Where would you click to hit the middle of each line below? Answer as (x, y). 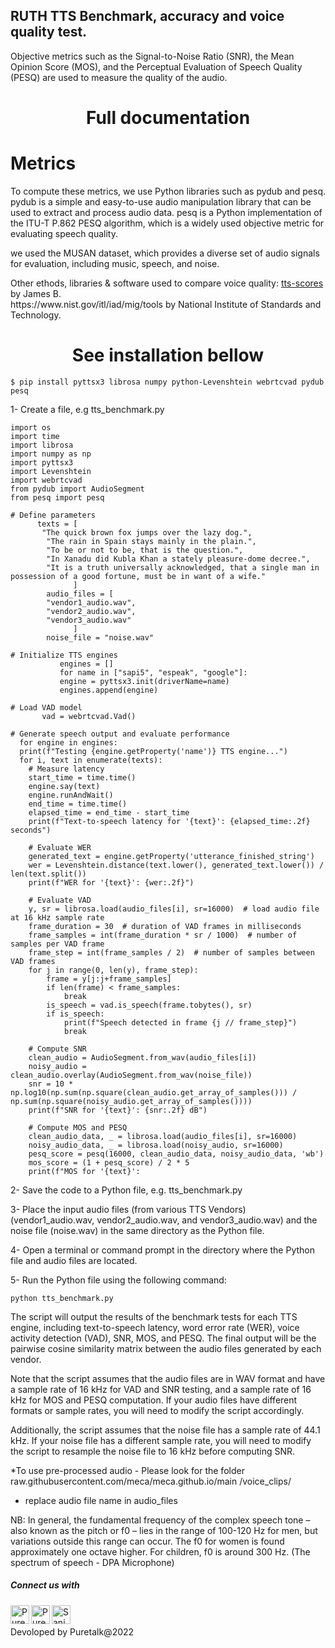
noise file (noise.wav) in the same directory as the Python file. (137, 1230)
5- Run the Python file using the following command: (118, 1280)
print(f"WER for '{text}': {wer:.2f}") (111, 882)
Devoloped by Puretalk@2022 (72, 1631)
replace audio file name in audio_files (101, 1500)
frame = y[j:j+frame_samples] (109, 979)
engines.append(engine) (109, 690)
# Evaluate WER (60, 847)
